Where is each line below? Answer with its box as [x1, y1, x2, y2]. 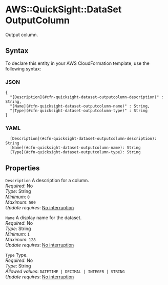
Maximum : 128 [5, 237, 36, 243]
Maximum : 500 [5, 199, 36, 205]
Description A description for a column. [5, 177, 90, 184]
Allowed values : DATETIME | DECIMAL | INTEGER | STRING [5, 269, 125, 275]
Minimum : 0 [5, 194, 30, 200]
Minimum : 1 [5, 231, 30, 237]
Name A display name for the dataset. [5, 215, 82, 221]
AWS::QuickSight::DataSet [5, 4, 122, 15]
